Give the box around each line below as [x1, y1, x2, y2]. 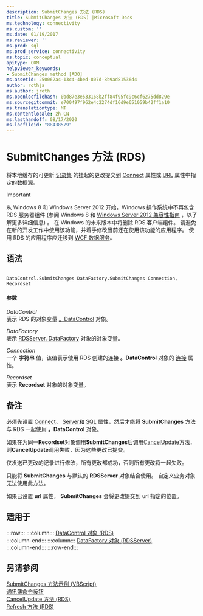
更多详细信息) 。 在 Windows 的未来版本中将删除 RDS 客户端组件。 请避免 [11, 219, 196, 226]
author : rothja [6, 83, 45, 89]
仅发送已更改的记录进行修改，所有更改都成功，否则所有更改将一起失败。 [6, 459, 187, 466]
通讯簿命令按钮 [6, 587, 44, 595]
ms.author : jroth [6, 88, 50, 94]
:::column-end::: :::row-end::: [6, 544, 78, 551]
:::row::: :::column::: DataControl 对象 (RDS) [6, 529, 114, 536]
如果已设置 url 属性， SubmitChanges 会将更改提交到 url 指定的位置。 [6, 492, 182, 499]
